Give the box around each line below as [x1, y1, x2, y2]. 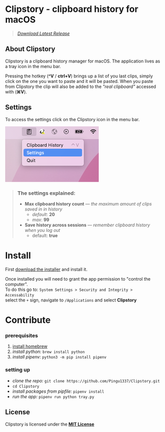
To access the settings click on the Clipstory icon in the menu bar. [5, 116, 140, 122]
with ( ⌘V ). [5, 88, 27, 95]
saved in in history [24, 206, 63, 212]
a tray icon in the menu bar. [5, 63, 61, 69]
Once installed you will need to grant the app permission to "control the [5, 276, 151, 282]
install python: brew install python [12, 349, 85, 355]
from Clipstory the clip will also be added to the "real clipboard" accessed [5, 83, 156, 89]
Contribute [5, 314, 51, 326]
